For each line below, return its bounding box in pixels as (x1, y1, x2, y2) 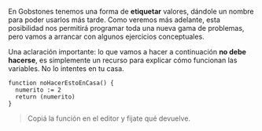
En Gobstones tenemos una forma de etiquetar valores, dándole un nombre (8, 7, 254, 16)
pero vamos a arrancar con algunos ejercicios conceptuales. (8, 32, 205, 41)
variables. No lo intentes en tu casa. (8, 64, 124, 73)
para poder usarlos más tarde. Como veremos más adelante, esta (8, 15, 220, 24)
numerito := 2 (15, 86, 61, 94)
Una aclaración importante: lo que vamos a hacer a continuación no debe (8, 47, 246, 56)
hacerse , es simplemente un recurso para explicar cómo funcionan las (8, 55, 238, 65)
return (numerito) (15, 93, 76, 101)
